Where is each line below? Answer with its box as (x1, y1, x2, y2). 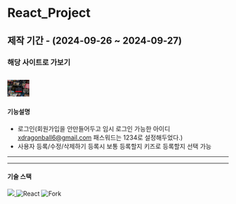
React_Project (7, 5, 91, 21)
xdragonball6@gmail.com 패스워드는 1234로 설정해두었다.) (17, 133, 183, 142)
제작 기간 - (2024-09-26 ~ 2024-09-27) (7, 34, 183, 46)
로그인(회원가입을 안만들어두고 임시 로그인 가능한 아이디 (17, 124, 171, 132)
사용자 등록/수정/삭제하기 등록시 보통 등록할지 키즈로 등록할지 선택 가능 (17, 142, 212, 150)
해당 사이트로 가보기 (7, 57, 71, 67)
